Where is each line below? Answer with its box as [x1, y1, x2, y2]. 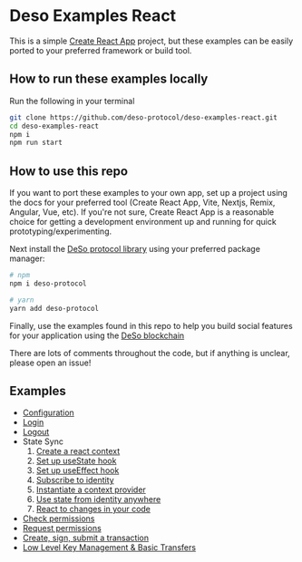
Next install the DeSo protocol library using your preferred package [9, 244, 261, 255]
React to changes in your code [35, 504, 151, 515]
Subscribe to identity [35, 475, 115, 486]
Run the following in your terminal [9, 95, 135, 106]
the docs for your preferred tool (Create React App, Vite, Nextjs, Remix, [9, 197, 276, 208]
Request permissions [22, 523, 102, 534]
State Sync [22, 436, 63, 447]
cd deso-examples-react [9, 121, 100, 131]
